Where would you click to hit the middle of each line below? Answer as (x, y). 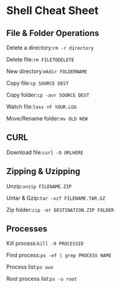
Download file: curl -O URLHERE (45, 152)
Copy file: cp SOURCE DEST (37, 83)
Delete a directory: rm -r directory (50, 47)
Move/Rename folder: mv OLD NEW (47, 118)
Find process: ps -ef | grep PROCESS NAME (59, 255)
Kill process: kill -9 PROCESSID (45, 244)
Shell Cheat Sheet (52, 11)
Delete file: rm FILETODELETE (40, 59)
